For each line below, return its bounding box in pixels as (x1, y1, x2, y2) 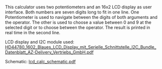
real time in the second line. (5, 30, 61, 35)
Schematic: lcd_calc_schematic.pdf (5, 59, 76, 64)
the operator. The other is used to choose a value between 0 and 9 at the (5, 19, 152, 25)
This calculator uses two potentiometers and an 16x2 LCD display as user (5, 4, 152, 10)
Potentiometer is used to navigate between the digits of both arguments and (5, 14, 158, 20)
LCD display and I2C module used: (5, 39, 74, 45)
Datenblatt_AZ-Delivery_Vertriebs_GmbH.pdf (5, 49, 94, 55)
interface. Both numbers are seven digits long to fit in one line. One (5, 9, 140, 15)
